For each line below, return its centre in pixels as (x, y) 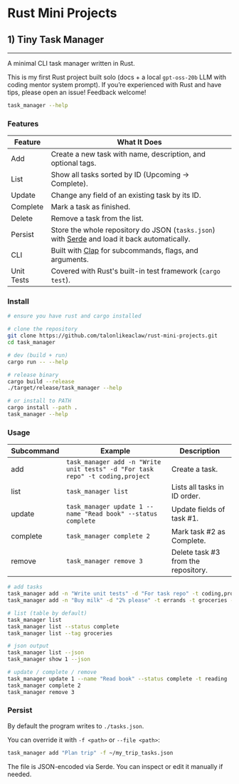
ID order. (186, 496)
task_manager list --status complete (63, 626)
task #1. (185, 518)
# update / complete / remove (52, 673)
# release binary (33, 375)
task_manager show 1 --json (49, 659)
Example (116, 451)
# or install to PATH (39, 401)
